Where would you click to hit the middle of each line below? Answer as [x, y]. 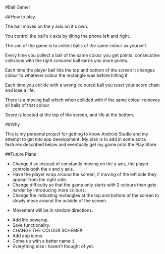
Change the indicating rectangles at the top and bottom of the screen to [86, 195]
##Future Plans [21, 154]
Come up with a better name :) [43, 241]
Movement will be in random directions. [53, 210]
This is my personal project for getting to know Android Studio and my [77, 134]
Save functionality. [31, 225]
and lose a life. [20, 90]
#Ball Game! [18, 7]
